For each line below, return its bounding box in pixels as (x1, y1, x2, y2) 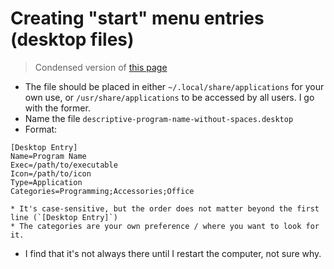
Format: (24, 123, 58, 135)
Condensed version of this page (34, 61, 168, 73)
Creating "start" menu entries (10, 7, 265, 30)
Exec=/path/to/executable (10, 160, 118, 170)
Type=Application (10, 177, 83, 187)
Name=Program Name (10, 151, 87, 161)
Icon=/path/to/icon (10, 168, 92, 179)
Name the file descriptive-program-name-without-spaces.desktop (24, 112, 294, 124)
